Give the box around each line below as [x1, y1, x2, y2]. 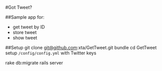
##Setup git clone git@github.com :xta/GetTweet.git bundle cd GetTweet [5, 45, 157, 50]
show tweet [12, 35, 37, 41]
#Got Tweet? [5, 5, 32, 10]
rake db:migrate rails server [5, 60, 64, 65]
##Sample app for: [5, 14, 45, 20]
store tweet [12, 29, 37, 35]
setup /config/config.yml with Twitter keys [5, 50, 97, 56]
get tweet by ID [12, 24, 45, 30]
